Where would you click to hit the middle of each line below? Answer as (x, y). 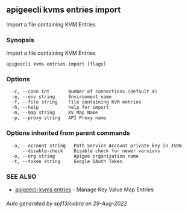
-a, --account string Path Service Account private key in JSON (97, 146)
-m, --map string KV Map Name (55, 113)
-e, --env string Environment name (62, 97)
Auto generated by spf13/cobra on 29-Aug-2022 (67, 203)
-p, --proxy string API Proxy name (59, 118)
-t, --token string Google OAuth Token (67, 161)
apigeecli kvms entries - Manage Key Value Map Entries (84, 190)
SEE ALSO (21, 176)
